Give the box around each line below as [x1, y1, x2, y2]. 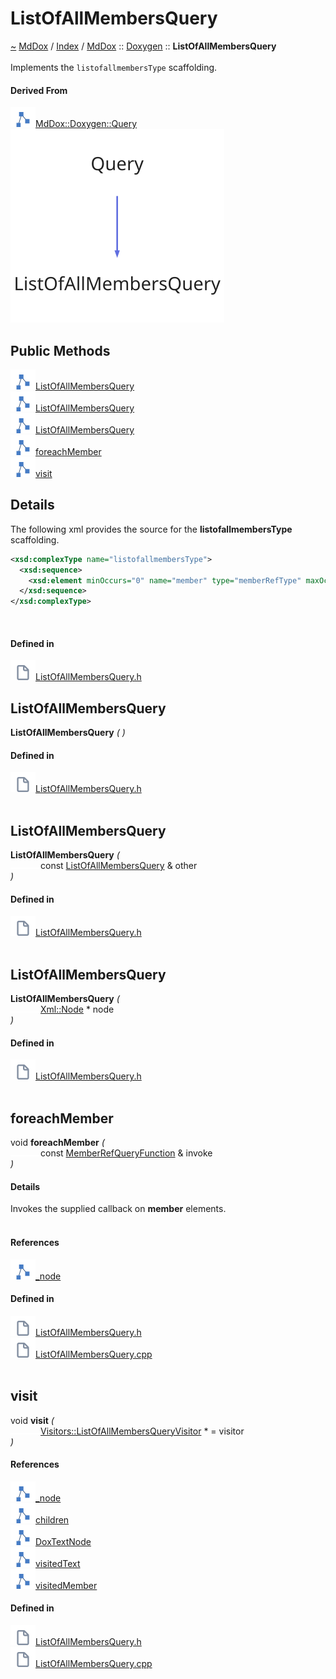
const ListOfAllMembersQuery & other [40, 860, 198, 872]
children [35, 1513, 70, 1526]
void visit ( [10, 1414, 55, 1426]
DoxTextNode [35, 1535, 92, 1547]
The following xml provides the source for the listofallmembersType [10, 523, 293, 535]
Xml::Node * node [40, 1003, 115, 1016]
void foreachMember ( [10, 1137, 105, 1149]
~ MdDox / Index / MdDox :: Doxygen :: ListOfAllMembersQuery [10, 40, 277, 52]
